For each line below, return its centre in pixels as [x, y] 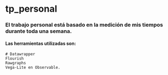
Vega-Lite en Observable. [33, 68]
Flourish [15, 59]
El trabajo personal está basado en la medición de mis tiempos [84, 25]
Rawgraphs [16, 63]
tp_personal [31, 9]
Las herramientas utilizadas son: [41, 43]
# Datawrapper [20, 54]
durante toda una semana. [39, 31]
